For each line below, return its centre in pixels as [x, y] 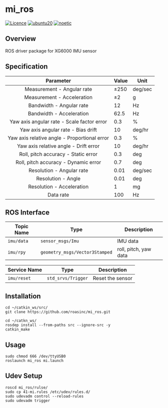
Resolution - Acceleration [58, 186]
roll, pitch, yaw [134, 249]
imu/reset [19, 278]
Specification [26, 67]
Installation [23, 296]
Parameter [58, 80]
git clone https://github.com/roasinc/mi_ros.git [58, 312]
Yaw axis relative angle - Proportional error [58, 137]
